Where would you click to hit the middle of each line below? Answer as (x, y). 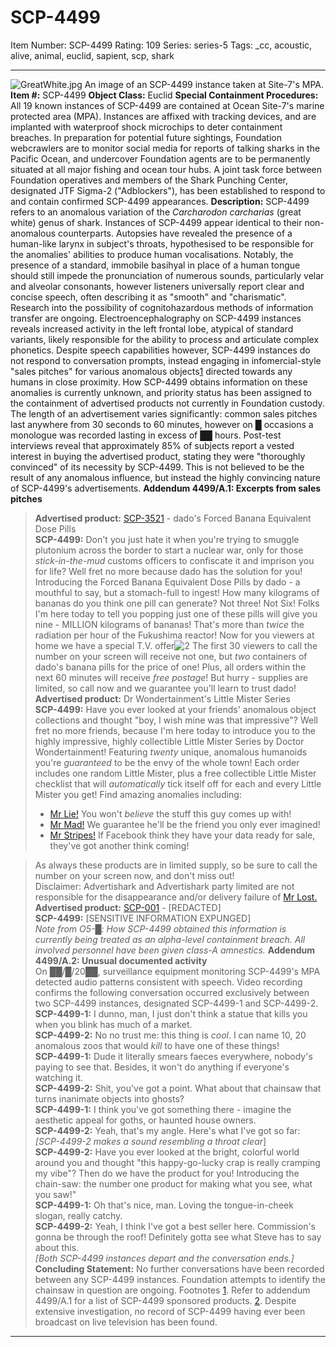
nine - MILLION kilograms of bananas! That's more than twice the (169, 624)
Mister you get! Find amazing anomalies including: (138, 794)
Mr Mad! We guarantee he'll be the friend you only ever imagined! (185, 824)
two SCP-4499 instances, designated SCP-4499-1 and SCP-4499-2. (176, 1003)
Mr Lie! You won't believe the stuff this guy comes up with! (170, 813)
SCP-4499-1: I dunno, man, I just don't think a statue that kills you (171, 1013)
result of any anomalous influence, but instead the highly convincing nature (166, 477)
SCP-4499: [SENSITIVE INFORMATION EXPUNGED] (143, 918)
